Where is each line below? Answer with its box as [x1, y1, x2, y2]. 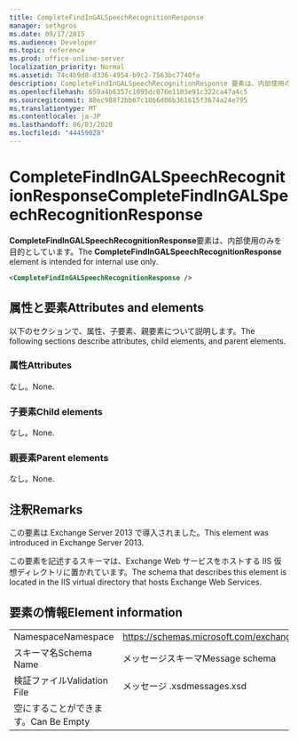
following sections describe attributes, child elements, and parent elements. [9, 335, 286, 346]
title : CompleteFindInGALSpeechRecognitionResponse [9, 12, 204, 22]
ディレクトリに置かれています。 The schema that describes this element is [16, 567, 287, 577]
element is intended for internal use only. [9, 256, 159, 267]
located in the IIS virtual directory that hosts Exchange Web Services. [9, 577, 263, 587]
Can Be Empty [30, 716, 90, 728]
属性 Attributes [9, 359, 73, 371]
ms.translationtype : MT [9, 104, 98, 113]
